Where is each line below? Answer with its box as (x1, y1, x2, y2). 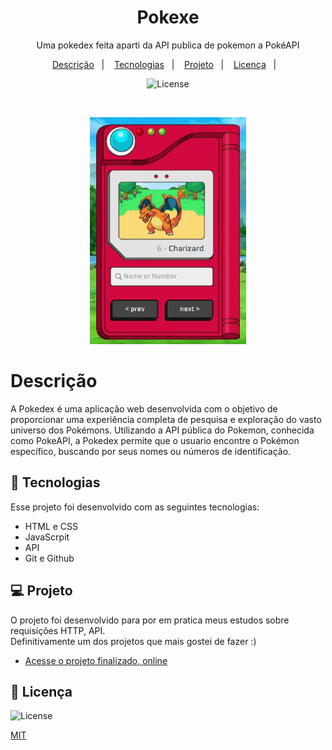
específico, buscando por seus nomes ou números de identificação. (10, 445, 292, 457)
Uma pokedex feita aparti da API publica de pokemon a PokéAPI (36, 39, 300, 51)
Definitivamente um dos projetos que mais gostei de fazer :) (10, 635, 257, 647)
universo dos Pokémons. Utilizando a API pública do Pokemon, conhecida (10, 424, 315, 436)
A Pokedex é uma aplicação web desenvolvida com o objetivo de (10, 402, 278, 415)
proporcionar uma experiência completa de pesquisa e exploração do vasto (10, 413, 322, 425)
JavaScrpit (24, 531, 70, 543)
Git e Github (24, 552, 75, 564)
